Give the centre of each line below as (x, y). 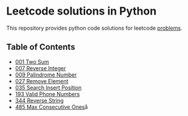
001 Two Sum (32, 61)
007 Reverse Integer (40, 68)
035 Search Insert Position (48, 87)
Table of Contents (41, 47)
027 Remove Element (42, 81)
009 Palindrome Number (46, 75)
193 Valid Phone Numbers (47, 94)
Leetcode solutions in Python (81, 11)
